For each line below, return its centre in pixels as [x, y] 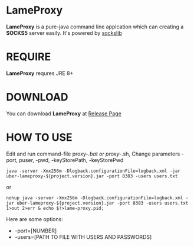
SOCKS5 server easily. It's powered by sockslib [64, 33]
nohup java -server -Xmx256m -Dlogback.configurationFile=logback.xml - [97, 198]
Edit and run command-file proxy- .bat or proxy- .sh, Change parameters [93, 154]
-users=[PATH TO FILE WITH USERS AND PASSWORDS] [83, 237]
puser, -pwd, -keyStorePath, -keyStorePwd [71, 160]
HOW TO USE [39, 137]
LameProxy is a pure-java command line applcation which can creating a [95, 27]
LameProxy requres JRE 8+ [40, 73]
